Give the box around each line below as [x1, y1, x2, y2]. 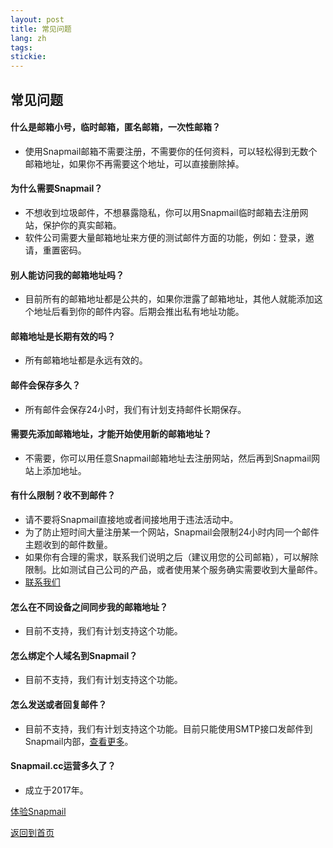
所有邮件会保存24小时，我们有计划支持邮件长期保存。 [24, 403, 247, 415]
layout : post [10, 14, 65, 25]
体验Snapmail [10, 805, 67, 817]
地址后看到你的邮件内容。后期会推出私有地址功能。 [33, 306, 245, 318]
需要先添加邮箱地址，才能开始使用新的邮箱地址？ [10, 428, 212, 440]
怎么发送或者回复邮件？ [10, 698, 107, 710]
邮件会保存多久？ [10, 379, 81, 391]
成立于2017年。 [24, 784, 89, 796]
